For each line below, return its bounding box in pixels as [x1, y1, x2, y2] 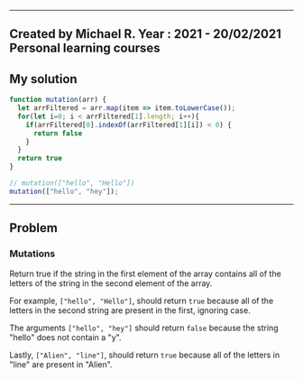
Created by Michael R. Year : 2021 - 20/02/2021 [9, 26, 282, 42]
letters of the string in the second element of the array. [9, 277, 213, 289]
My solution [9, 71, 78, 87]
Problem [9, 220, 59, 236]
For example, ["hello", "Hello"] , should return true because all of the [9, 295, 274, 306]
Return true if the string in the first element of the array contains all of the [9, 268, 281, 279]
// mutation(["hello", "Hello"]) [9, 179, 135, 188]
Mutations [9, 247, 56, 260]
